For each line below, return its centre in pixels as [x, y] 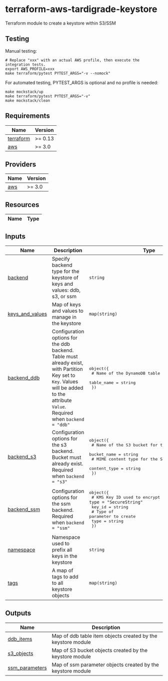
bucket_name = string [114, 455]
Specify [61, 259]
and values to [67, 311]
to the [59, 394]
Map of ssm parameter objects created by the [105, 664]
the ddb [61, 344]
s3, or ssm [64, 296]
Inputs [15, 236]
